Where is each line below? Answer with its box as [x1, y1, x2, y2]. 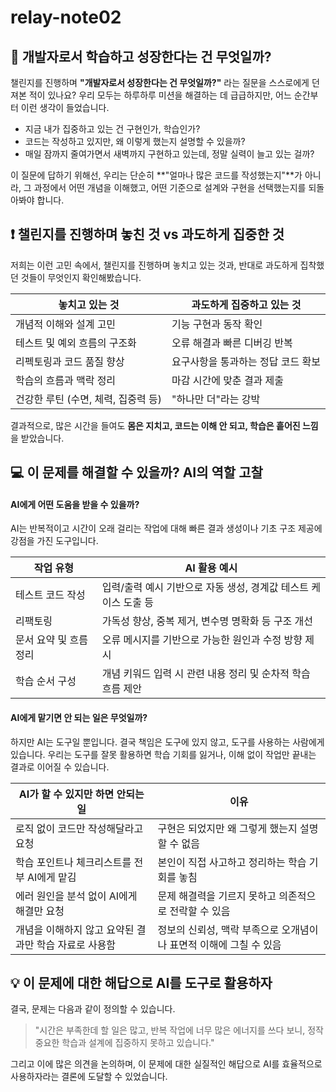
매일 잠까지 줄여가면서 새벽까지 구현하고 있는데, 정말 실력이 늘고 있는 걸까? [24, 148, 315, 160]
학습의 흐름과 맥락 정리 [15, 373, 117, 387]
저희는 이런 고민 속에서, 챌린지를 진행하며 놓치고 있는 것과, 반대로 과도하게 [10, 259, 298, 271]
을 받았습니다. [10, 432, 65, 444]
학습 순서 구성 [15, 674, 77, 688]
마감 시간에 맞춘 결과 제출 [171, 373, 285, 387]
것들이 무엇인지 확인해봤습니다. [20, 271, 142, 283]
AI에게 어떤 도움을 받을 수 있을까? [10, 498, 140, 510]
